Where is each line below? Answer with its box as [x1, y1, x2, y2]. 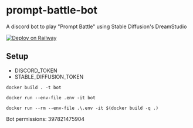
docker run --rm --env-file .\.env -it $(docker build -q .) [6, 105, 159, 111]
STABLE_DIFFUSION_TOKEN [14, 73, 84, 80]
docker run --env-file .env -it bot [6, 95, 96, 100]
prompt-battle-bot [6, 4, 98, 17]
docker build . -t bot [6, 85, 62, 90]
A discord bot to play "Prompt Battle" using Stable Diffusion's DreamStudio [6, 23, 187, 30]
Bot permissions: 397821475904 [6, 115, 85, 122]
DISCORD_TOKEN [14, 67, 57, 74]
